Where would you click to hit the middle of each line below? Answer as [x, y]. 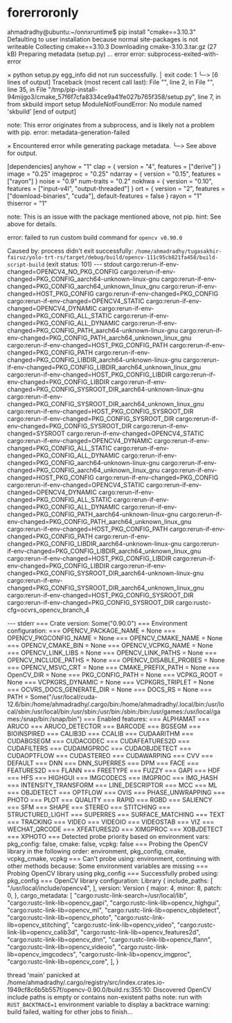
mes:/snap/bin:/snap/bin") [45, 718]
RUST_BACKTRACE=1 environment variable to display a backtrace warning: [109, 1004]
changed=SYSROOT [36, 433]
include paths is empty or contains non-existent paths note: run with [105, 997]
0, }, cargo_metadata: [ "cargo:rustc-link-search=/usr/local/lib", [98, 895]
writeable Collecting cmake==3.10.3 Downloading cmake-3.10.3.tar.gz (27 [112, 46]
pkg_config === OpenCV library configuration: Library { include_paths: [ [110, 880]
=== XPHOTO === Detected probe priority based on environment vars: [108, 836]
